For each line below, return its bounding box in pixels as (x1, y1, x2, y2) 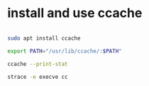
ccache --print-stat (7, 60, 69, 68)
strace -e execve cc (7, 73, 69, 80)
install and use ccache (7, 5, 143, 21)
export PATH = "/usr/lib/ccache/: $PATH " (7, 48, 122, 55)
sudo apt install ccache (7, 34, 81, 42)
